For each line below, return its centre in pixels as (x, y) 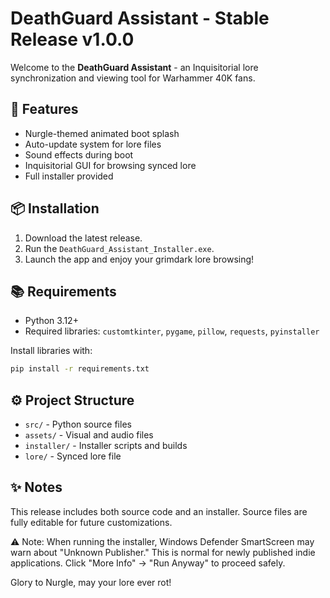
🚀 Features (44, 109)
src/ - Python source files (78, 424)
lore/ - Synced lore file (73, 456)
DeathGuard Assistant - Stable (140, 18)
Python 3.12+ (51, 321)
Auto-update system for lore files (93, 144)
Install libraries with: (51, 351)
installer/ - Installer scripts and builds (106, 446)
